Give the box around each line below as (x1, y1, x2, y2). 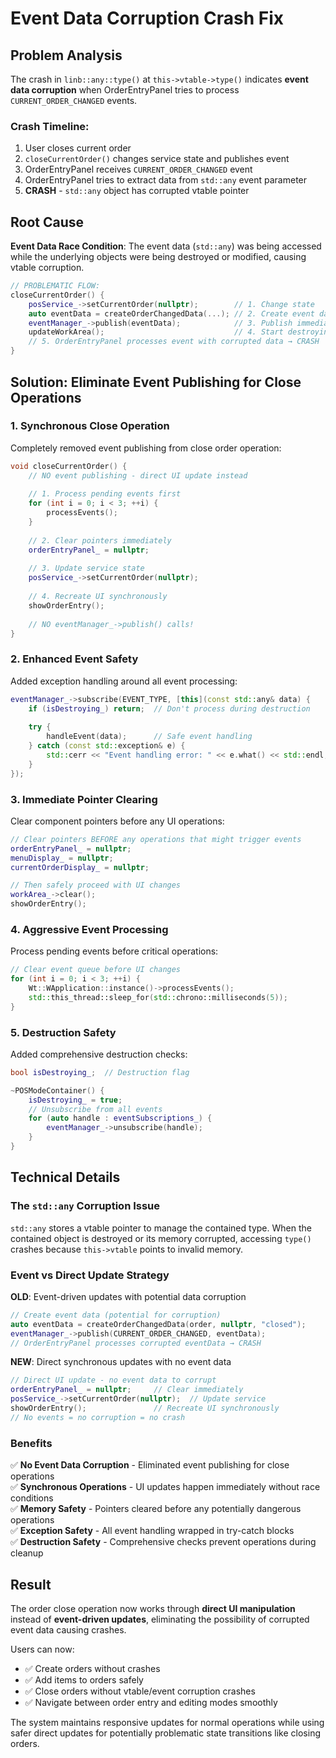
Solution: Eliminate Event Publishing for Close (10, 373, 302, 391)
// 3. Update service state (28, 563, 145, 574)
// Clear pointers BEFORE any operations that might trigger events (10, 834, 302, 844)
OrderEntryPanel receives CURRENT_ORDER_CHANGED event (24, 163, 253, 176)
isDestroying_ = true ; (28, 1095, 123, 1105)
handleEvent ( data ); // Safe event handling (46, 732, 253, 742)
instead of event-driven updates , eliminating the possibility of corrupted (10, 1613, 310, 1625)
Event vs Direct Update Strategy (10, 1268, 170, 1282)
